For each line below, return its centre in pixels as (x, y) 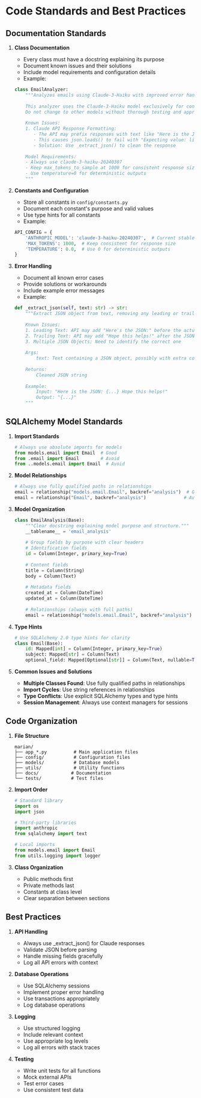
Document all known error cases (64, 278)
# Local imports (34, 845)
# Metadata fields (48, 587)
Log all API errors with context (61, 962)
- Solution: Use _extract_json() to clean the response (105, 146)
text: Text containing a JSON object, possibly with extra (111, 358)
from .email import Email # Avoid (67, 458)
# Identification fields (56, 548)
